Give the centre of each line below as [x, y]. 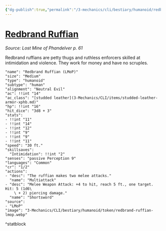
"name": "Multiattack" [33, 180]
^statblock [16, 224]
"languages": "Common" [28, 163]
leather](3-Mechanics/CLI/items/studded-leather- [106, 98]
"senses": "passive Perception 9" [41, 158]
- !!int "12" [19, 128]
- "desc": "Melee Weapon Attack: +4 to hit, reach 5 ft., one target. [79, 184]
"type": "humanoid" [25, 80]
